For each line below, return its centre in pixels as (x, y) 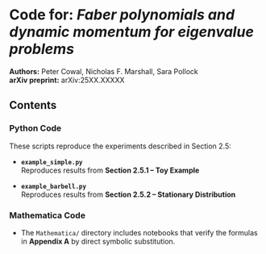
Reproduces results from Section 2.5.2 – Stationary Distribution (128, 194)
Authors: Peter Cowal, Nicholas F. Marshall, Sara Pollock (104, 71)
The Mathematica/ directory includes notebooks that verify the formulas (139, 232)
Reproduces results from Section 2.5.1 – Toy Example (110, 170)
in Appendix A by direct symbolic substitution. (98, 241)
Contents (33, 105)
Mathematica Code (47, 215)
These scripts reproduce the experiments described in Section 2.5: (121, 146)
